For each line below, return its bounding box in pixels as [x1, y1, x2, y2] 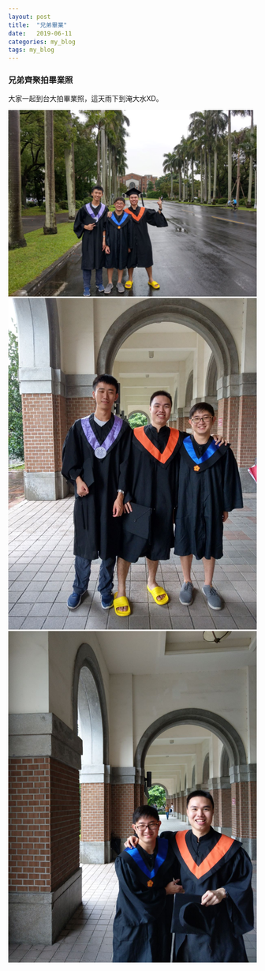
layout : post [8, 13, 51, 21]
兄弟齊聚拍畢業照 [8, 75, 73, 86]
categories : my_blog [8, 38, 77, 46]
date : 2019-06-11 [8, 29, 73, 37]
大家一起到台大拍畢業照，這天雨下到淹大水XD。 [8, 94, 163, 103]
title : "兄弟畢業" [8, 21, 68, 29]
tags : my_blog [8, 46, 55, 54]
